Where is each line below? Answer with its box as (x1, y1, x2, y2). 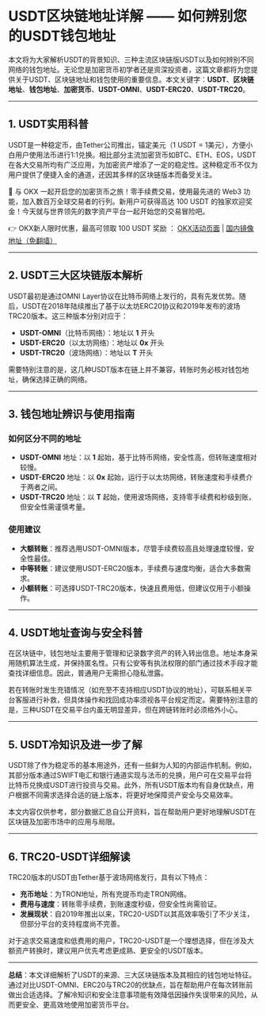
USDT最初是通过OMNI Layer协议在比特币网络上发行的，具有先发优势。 (8, 291, 240, 301)
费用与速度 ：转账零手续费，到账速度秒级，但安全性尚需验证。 (19, 899, 222, 908)
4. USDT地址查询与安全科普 (8, 626, 143, 639)
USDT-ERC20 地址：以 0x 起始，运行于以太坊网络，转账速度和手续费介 (19, 473, 253, 482)
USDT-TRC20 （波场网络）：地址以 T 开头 (19, 347, 154, 357)
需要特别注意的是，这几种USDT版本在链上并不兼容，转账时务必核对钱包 (8, 364, 243, 374)
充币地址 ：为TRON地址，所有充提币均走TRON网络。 (19, 889, 192, 899)
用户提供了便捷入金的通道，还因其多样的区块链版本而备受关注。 (8, 170, 216, 179)
